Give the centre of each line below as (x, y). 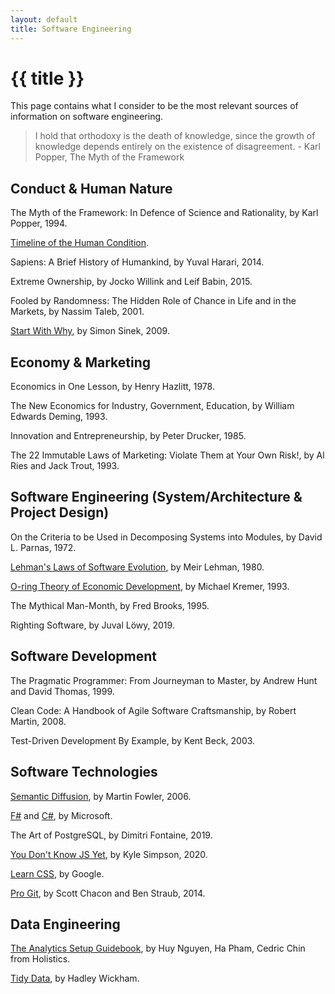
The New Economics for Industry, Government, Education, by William (152, 406)
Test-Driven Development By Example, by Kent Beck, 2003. (133, 740)
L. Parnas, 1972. (43, 547)
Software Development (84, 656)
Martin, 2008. (38, 721)
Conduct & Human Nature (91, 188)
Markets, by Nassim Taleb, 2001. (77, 312)
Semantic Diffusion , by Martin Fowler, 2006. (101, 796)
